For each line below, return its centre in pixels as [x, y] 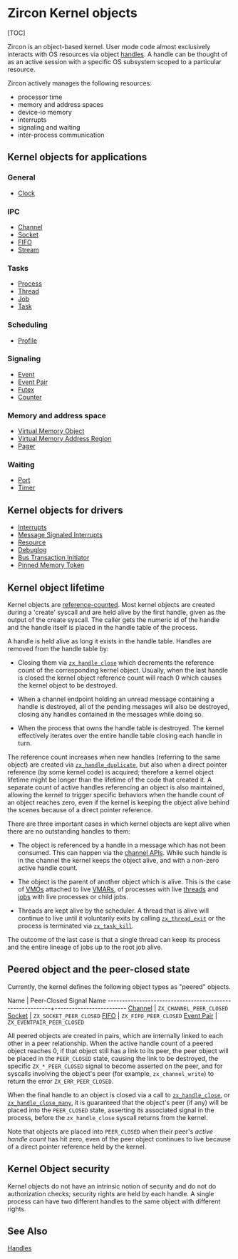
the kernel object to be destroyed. [67, 685]
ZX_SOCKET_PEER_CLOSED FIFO [74, 1015]
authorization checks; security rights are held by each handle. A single [111, 1193]
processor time [40, 97]
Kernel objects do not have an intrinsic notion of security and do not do [112, 1186]
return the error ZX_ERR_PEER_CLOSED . [61, 1081]
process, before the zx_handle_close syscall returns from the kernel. [108, 1117]
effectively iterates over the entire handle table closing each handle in [120, 736]
